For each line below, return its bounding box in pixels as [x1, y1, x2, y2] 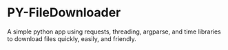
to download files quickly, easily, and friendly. [7, 34, 136, 42]
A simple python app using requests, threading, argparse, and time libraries [7, 27, 222, 36]
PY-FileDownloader [7, 5, 121, 21]
